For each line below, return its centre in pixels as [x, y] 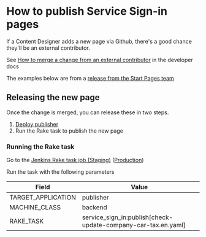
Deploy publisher [37, 124]
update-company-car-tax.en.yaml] [134, 225]
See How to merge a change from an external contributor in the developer [100, 60]
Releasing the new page [53, 97]
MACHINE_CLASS [35, 208]
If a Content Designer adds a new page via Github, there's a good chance [99, 41]
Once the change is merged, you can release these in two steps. [88, 112]
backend [94, 208]
